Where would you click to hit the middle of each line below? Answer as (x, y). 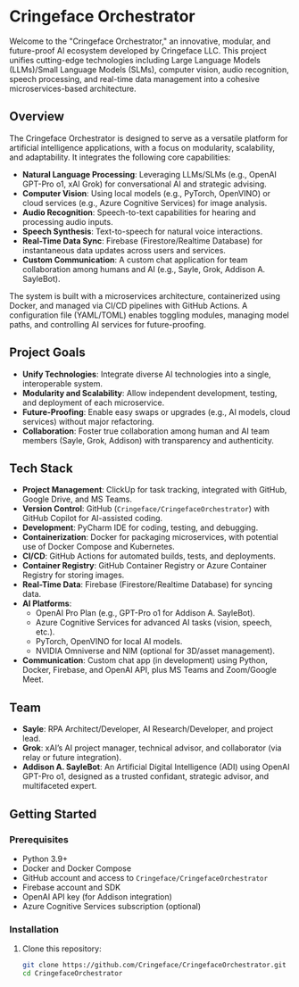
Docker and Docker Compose (77, 868)
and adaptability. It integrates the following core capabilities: (120, 157)
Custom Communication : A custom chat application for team (135, 260)
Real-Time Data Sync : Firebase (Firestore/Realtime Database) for (142, 241)
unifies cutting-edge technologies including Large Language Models (135, 60)
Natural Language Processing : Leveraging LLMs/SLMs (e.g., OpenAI (149, 174)
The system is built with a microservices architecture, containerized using (145, 295)
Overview (37, 116)
